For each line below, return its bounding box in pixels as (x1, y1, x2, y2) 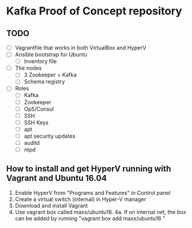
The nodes (14, 64, 42, 72)
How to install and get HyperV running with (6, 164, 172, 174)
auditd (23, 139, 40, 146)
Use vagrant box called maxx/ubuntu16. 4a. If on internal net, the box (14, 208, 187, 215)
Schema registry (23, 78, 65, 85)
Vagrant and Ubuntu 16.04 (6, 173, 107, 183)
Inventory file (23, 58, 57, 65)
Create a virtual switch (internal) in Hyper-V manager (14, 196, 146, 203)
